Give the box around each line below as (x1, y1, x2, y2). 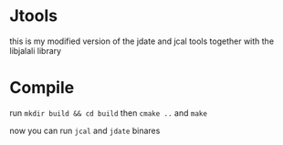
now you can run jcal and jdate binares (9, 125, 161, 136)
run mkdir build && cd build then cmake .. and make (9, 107, 208, 119)
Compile (9, 78, 75, 98)
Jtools (9, 5, 58, 26)
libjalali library (9, 45, 62, 56)
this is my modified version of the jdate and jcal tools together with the (9, 36, 275, 47)
